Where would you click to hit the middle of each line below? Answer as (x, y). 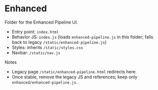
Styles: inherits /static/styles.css (47, 47)
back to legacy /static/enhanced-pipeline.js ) (59, 42)
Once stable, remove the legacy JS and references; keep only (75, 77)
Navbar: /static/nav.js (36, 53)
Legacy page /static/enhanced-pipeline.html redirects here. (74, 71)
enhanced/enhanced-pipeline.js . (44, 82)
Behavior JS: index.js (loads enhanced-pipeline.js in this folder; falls (82, 37)
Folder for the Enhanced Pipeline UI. (41, 22)
